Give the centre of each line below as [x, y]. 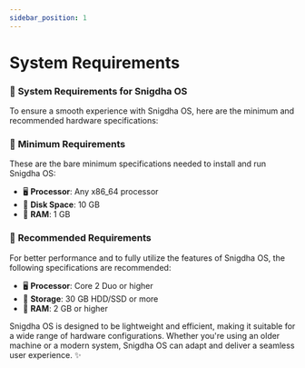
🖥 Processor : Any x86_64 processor [90, 192]
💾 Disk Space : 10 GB [61, 204]
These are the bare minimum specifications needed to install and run [138, 164]
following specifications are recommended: [90, 267]
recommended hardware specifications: [84, 121]
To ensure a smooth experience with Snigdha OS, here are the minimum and [152, 111]
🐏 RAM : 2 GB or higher [65, 308]
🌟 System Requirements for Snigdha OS [98, 91]
